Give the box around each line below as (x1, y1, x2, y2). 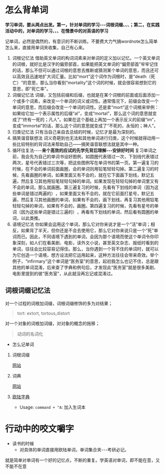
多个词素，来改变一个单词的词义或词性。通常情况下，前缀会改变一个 (21, 98, 159, 104)
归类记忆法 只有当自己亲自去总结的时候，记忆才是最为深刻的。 (12, 129, 138, 135)
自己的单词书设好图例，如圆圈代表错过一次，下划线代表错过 (38, 153, 159, 159)
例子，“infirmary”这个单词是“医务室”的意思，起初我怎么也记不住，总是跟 (12, 258, 159, 264)
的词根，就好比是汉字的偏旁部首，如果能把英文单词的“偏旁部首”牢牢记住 (12, 61, 159, 67)
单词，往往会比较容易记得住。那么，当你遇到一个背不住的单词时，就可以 (12, 246, 159, 252)
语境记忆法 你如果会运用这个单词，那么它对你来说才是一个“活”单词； (12, 221, 151, 227)
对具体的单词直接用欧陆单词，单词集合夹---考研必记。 (19, 446, 129, 452)
